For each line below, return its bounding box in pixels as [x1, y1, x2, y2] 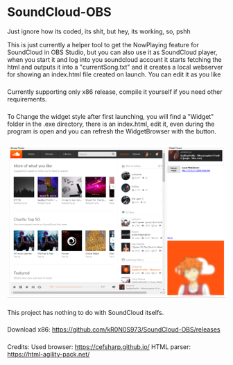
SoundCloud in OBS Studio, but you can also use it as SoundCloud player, [7, 48, 218, 56]
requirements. [7, 95, 47, 103]
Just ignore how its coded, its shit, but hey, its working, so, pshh [7, 27, 191, 35]
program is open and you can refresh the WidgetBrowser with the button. [7, 127, 216, 136]
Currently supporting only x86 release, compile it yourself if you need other [7, 88, 223, 96]
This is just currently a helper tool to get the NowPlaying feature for [7, 40, 200, 49]
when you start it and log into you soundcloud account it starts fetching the [7, 55, 222, 63]
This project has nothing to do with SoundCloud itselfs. [7, 308, 164, 316]
